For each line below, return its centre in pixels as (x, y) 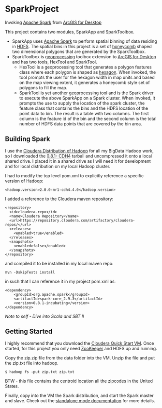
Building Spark (28, 139)
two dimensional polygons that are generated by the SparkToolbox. (79, 51)
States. (12, 386)
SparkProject (32, 9)
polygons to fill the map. (43, 87)
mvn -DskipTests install (30, 272)
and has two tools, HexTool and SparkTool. (55, 62)
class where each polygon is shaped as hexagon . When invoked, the (88, 72)
